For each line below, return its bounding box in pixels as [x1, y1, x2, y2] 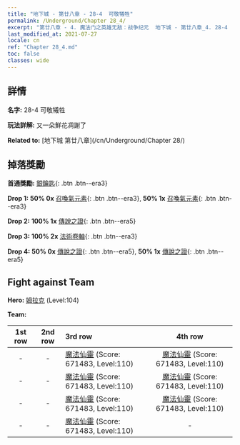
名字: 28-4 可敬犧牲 [7, 105, 66, 114]
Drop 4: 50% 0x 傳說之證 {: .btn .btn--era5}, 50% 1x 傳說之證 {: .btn [7, 247, 205, 256]
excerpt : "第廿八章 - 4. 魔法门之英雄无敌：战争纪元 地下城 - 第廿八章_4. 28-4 [7, 24, 229, 31]
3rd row [65, 331, 93, 341]
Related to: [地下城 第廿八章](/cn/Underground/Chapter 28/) [7, 136, 186, 144]
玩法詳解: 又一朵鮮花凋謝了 [7, 121, 87, 129]
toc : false [7, 51, 40, 58]
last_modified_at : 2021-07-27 [7, 30, 98, 38]
